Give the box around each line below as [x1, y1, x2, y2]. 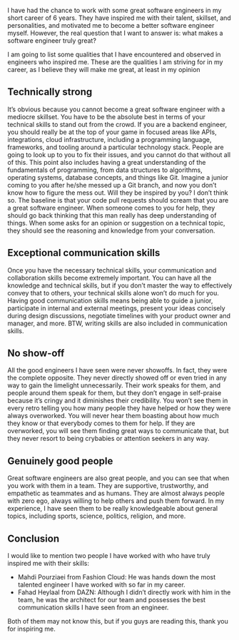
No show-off [7, 347, 65, 360]
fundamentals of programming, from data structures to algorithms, [7, 166, 203, 174]
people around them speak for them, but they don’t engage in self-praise [7, 389, 222, 397]
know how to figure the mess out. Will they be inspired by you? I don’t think [7, 188, 228, 197]
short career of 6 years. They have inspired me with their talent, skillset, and [7, 14, 232, 22]
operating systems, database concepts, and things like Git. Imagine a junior [7, 173, 228, 181]
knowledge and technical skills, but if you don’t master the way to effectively [7, 281, 233, 290]
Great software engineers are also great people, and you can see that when [7, 474, 230, 482]
